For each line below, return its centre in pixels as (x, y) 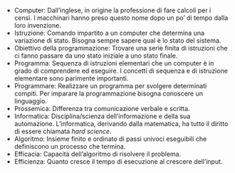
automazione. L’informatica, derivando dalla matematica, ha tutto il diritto (121, 124)
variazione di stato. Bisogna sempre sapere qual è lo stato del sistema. (117, 41)
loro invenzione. (38, 25)
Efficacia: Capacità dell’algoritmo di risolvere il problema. (98, 154)
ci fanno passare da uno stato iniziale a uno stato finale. (96, 56)
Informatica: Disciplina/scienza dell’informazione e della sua (102, 116)
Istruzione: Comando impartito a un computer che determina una (109, 33)
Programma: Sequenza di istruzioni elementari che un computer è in (114, 63)
